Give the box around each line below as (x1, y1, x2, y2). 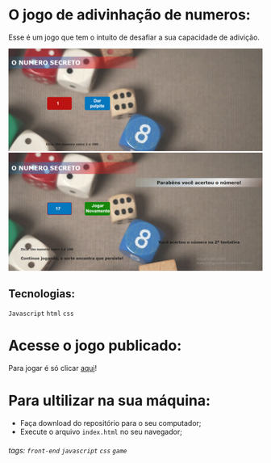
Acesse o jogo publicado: (8, 337, 182, 355)
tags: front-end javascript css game (8, 445, 127, 455)
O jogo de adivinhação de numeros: (8, 6, 252, 24)
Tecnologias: (8, 287, 75, 301)
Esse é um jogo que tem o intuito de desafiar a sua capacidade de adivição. (8, 32, 261, 42)
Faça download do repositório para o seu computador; (19, 419, 202, 428)
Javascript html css (8, 309, 74, 318)
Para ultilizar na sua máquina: (8, 392, 211, 410)
